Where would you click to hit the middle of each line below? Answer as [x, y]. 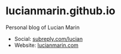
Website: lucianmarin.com [46, 45]
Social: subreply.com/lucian [49, 39]
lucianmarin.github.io [60, 11]
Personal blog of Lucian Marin [43, 27]
